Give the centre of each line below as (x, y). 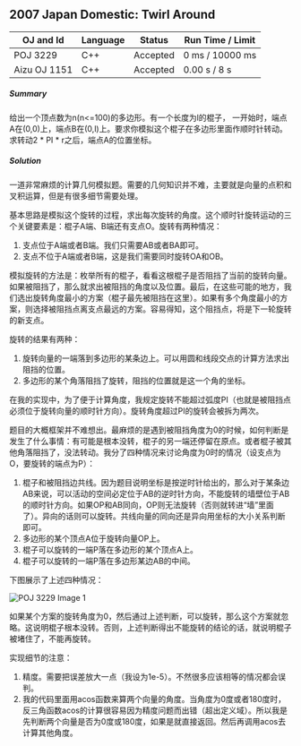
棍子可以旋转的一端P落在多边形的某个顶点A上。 (110, 549)
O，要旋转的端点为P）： (52, 463)
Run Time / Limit (220, 39)
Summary (28, 94)
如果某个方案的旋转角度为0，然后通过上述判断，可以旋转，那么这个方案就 (145, 616)
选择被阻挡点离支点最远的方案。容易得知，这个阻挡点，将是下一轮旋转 (162, 309)
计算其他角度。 (50, 733)
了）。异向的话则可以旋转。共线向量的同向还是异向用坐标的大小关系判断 (154, 516)
